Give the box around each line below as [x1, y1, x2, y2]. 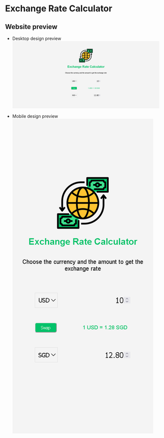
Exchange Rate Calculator [5, 3, 113, 14]
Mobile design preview [12, 114, 58, 119]
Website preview [5, 23, 58, 31]
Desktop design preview [12, 35, 61, 41]
